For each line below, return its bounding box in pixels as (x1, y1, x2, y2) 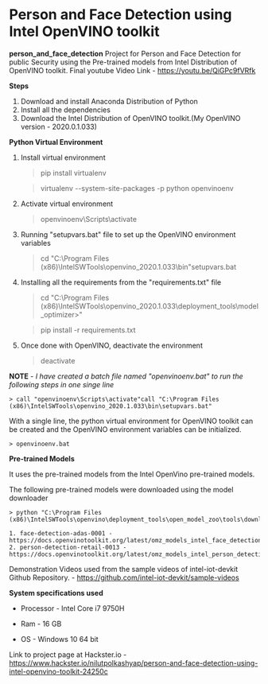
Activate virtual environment (20, 199, 114, 208)
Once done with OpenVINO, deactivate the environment (20, 340, 204, 350)
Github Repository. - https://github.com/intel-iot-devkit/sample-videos (9, 573, 239, 582)
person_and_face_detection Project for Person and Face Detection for (9, 49, 242, 58)
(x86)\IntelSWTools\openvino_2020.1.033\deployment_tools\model (40, 301, 259, 311)
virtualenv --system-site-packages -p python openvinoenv (40, 183, 234, 192)
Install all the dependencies (20, 105, 111, 115)
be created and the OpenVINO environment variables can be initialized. (9, 424, 242, 434)
